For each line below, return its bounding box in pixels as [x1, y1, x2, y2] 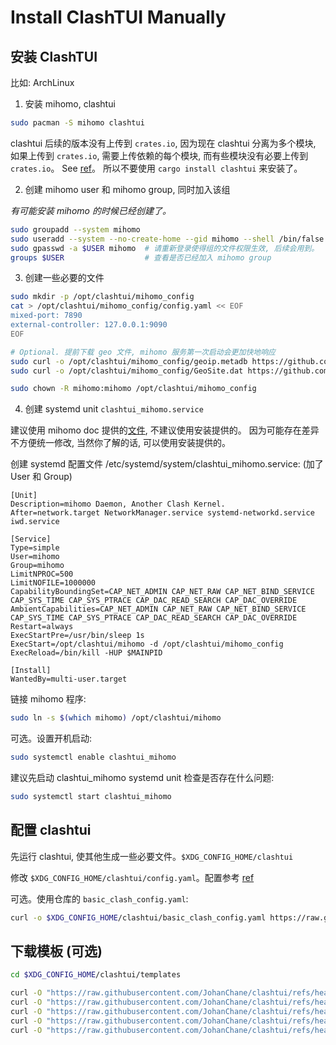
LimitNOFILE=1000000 [10, 578, 97, 588]
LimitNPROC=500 [10, 569, 74, 580]
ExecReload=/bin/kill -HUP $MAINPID [10, 648, 163, 658]
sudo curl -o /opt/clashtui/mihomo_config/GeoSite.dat [10, 366, 244, 376]
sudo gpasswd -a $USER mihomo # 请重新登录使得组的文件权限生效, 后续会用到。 [10, 243, 320, 253]
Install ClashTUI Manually [10, 6, 227, 29]
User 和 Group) [10, 471, 73, 483]
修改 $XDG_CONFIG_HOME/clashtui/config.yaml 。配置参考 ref [10, 871, 255, 883]
